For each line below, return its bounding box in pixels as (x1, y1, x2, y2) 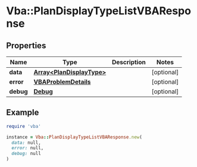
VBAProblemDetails (33, 78, 91, 86)
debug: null (11, 150, 42, 157)
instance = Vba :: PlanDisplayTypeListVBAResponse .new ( (6, 134, 143, 140)
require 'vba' (6, 123, 42, 129)
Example (6, 108, 39, 118)
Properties (6, 40, 46, 51)
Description (112, 58, 146, 66)
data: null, (11, 140, 42, 146)
